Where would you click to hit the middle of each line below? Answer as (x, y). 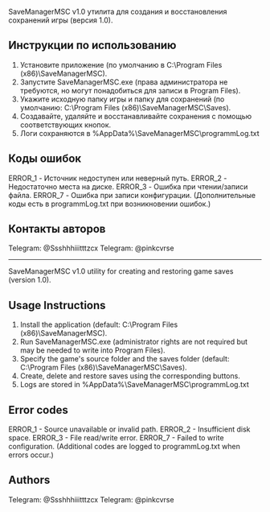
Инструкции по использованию (92, 45)
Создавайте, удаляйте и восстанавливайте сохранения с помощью (136, 116)
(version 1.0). (30, 280)
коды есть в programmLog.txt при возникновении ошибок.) (110, 204)
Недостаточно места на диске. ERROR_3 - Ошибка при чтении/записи (128, 186)
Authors (29, 480)
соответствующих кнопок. (65, 125)
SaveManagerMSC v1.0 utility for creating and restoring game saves (121, 271)
